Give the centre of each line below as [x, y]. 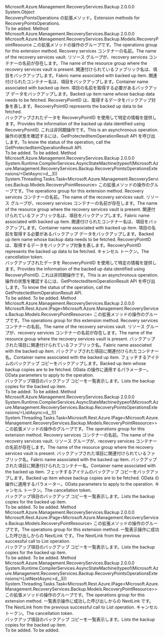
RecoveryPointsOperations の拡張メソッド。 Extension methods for [72, 18]
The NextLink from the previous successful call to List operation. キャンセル [82, 607]
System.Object [20, 12]
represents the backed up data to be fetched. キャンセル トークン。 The [77, 251]
